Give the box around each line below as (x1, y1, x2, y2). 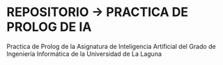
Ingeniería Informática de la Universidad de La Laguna (6, 50, 162, 58)
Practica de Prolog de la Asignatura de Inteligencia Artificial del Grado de (6, 42, 217, 50)
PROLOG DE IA (6, 19, 92, 35)
